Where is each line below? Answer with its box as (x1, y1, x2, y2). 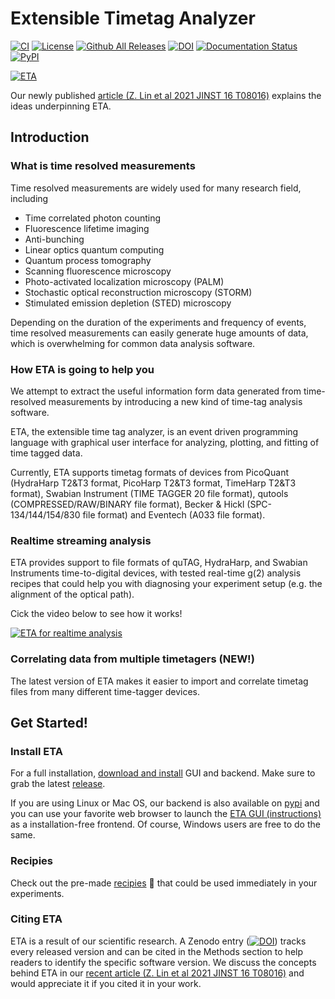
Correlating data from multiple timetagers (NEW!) (10, 652, 255, 666)
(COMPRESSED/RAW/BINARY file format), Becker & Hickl (10, 498, 245, 510)
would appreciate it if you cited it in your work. (10, 977, 202, 989)
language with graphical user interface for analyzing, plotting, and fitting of (10, 436, 320, 448)
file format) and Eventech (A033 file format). (82, 508, 266, 521)
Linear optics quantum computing (24, 243, 165, 256)
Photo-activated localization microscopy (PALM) (24, 275, 225, 287)
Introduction (10, 129, 90, 146)
